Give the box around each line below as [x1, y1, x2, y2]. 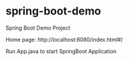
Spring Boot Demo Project [5, 24, 71, 31]
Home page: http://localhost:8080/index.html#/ [5, 36, 123, 43]
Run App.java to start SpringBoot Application [5, 47, 117, 55]
